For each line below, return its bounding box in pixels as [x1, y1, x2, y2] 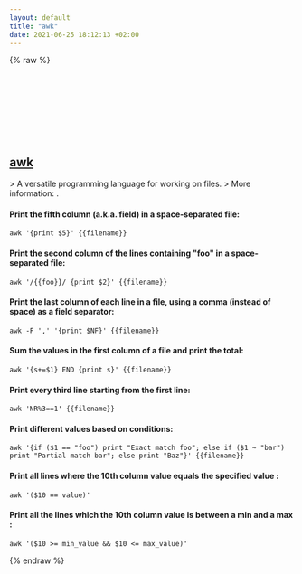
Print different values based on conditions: [9, 423, 174, 434]
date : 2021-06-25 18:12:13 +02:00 [9, 30, 140, 39]
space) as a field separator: [9, 306, 115, 317]
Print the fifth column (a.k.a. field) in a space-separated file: [9, 209, 240, 220]
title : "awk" [9, 22, 59, 31]
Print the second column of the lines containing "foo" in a [9, 248, 231, 259]
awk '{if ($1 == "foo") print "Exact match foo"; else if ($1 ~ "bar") [9, 444, 285, 453]
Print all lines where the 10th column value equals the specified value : [9, 471, 279, 481]
